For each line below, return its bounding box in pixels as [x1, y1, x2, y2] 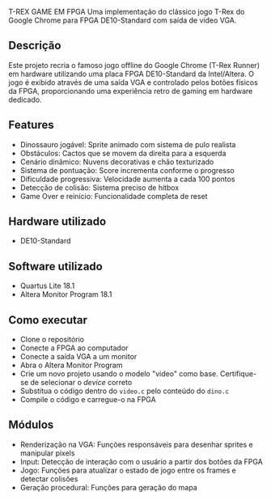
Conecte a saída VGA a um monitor [19, 352, 138, 362]
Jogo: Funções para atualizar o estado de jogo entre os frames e [19, 465, 236, 475]
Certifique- [219, 369, 257, 379]
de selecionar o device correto [30, 378, 133, 388]
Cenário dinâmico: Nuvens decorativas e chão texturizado [19, 157, 214, 167]
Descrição [8, 39, 61, 53]
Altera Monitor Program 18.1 [19, 290, 112, 299]
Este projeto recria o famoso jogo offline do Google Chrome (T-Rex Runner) [8, 60, 260, 70]
